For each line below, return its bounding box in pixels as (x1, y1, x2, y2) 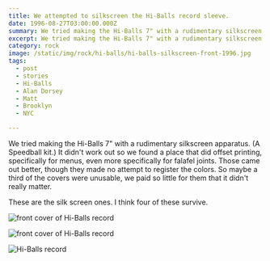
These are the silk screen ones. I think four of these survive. (8, 197, 209, 207)
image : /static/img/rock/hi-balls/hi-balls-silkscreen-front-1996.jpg (8, 49, 251, 57)
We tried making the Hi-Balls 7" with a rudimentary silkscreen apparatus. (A (8, 139, 260, 148)
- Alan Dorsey (15, 86, 63, 95)
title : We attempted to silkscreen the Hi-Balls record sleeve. (8, 11, 230, 20)
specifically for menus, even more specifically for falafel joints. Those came (8, 156, 260, 166)
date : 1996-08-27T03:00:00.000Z (8, 19, 117, 27)
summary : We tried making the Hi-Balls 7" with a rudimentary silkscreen (8, 27, 263, 35)
